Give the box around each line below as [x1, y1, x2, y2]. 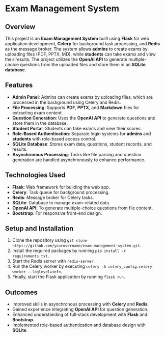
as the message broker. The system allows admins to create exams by [5, 46, 148, 52]
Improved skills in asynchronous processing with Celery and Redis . [12, 301, 149, 307]
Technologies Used [5, 171, 65, 179]
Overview [5, 23, 36, 31]
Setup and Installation [5, 225, 74, 233]
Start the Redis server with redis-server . [12, 258, 95, 264]
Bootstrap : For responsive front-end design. [12, 210, 102, 216]
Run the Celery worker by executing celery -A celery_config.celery [12, 263, 152, 269]
